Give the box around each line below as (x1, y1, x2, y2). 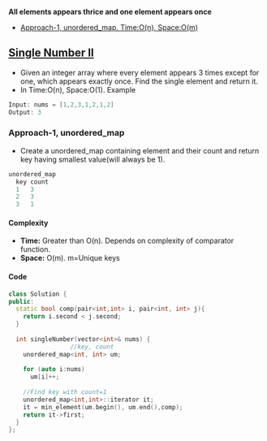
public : (8, 297, 35, 305)
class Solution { (8, 290, 67, 298)
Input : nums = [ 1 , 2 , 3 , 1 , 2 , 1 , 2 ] (8, 101, 114, 109)
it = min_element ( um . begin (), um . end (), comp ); (23, 403, 183, 411)
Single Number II (8, 46, 95, 60)
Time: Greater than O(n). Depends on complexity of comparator (19, 236, 235, 246)
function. (19, 244, 51, 254)
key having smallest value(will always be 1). (19, 154, 166, 164)
